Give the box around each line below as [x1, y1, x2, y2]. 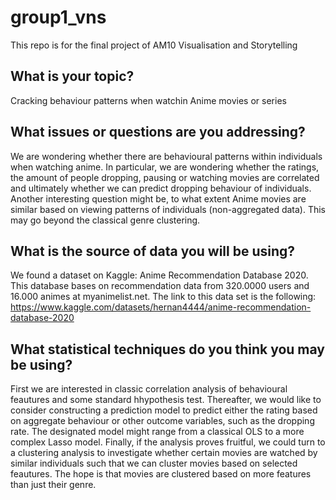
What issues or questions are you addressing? [10, 124, 306, 141]
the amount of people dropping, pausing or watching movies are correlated [10, 171, 320, 183]
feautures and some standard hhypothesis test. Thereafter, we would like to [10, 394, 322, 406]
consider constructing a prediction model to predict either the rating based [10, 404, 318, 416]
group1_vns [10, 6, 107, 29]
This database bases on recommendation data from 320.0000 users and [10, 280, 310, 292]
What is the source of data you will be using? [10, 242, 296, 260]
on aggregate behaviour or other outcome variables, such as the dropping [10, 415, 315, 427]
